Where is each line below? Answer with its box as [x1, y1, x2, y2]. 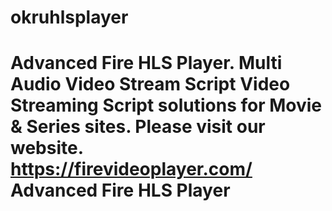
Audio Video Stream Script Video [10, 73, 291, 96]
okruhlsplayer [10, 6, 129, 29]
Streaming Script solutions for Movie [10, 94, 323, 117]
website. [10, 137, 84, 160]
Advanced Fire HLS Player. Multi [10, 52, 283, 75]
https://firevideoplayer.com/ [10, 158, 253, 181]
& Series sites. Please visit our [10, 116, 266, 138]
